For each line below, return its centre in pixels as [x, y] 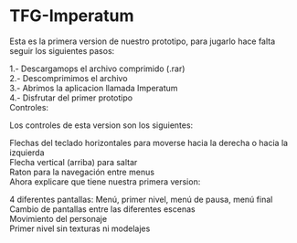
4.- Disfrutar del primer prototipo [71, 98]
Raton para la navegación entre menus [82, 172]
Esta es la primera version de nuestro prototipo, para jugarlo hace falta [143, 41]
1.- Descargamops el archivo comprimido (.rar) [97, 69]
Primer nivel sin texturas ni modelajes [80, 228]
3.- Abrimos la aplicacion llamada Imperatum [94, 88]
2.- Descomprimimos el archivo [69, 78]
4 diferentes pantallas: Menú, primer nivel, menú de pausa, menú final [141, 199]
